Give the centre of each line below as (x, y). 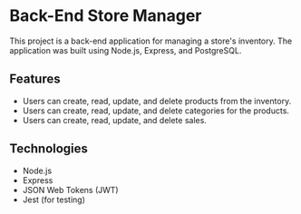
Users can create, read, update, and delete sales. (114, 120)
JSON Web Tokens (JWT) (71, 190)
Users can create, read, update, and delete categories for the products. (156, 111)
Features (35, 79)
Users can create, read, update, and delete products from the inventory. (157, 101)
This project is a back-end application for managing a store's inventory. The (151, 41)
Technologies (49, 149)
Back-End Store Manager (106, 16)
